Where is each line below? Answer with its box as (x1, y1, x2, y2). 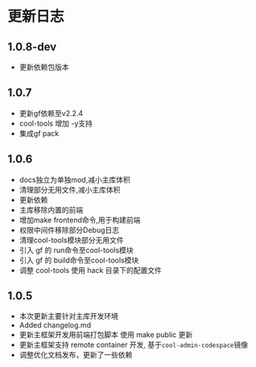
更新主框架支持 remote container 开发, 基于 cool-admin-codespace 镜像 (19, 340, 249, 350)
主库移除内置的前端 (19, 204, 84, 214)
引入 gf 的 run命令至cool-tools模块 (19, 245, 134, 254)
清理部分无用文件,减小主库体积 (19, 184, 121, 194)
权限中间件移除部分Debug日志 (19, 225, 120, 234)
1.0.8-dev (7, 39, 57, 53)
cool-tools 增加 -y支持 (19, 118, 93, 128)
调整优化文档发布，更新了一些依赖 (19, 350, 133, 360)
